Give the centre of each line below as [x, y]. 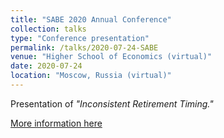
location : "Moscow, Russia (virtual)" [91, 76]
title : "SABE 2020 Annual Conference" [91, 19]
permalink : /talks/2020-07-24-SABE [84, 47]
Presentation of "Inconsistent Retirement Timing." [112, 103]
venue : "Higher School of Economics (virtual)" [111, 57]
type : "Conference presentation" [80, 38]
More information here [56, 123]
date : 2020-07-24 [46, 66]
